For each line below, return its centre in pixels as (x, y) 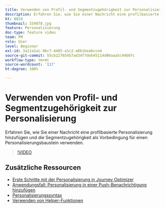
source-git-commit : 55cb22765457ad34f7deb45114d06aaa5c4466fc (70, 55)
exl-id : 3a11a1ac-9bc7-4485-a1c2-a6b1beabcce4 (54, 51)
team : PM (14, 37)
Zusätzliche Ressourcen (43, 168)
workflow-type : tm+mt (27, 60)
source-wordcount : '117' (30, 64)
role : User (16, 42)
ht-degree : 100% (22, 69)
